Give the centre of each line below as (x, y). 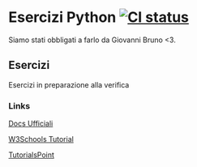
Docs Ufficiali (31, 124)
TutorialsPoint (32, 155)
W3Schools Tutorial (41, 139)
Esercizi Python (62, 17)
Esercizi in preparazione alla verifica (69, 84)
